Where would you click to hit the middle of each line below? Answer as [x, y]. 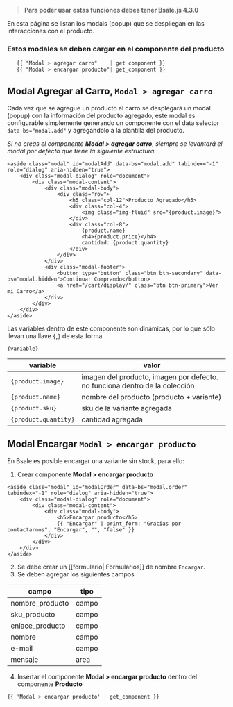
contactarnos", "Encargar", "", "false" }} [71, 530]
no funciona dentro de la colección [138, 385]
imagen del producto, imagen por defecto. [150, 376]
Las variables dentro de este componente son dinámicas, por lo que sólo [111, 328]
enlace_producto [38, 626]
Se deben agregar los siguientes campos [76, 574]
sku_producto [33, 614]
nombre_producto [40, 603]
